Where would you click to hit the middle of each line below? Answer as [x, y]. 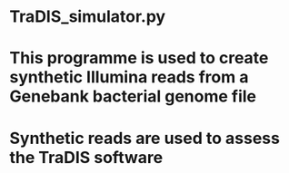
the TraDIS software [86, 157]
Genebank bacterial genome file [133, 96]
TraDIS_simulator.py [88, 17]
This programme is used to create [139, 58]
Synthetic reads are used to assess [144, 138]
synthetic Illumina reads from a [129, 77]
